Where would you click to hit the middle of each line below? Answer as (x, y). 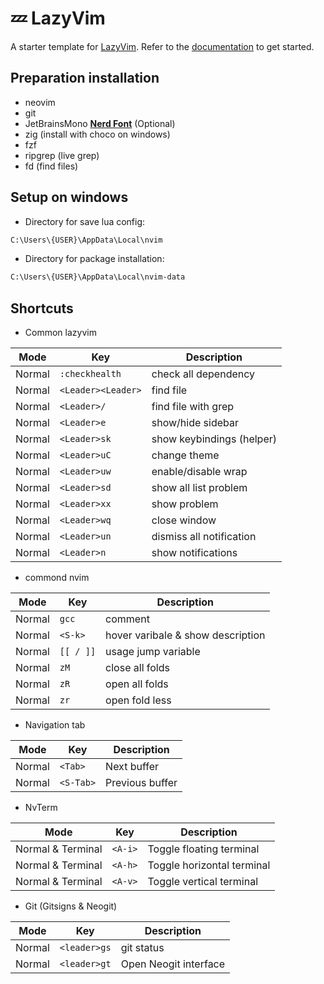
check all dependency (203, 374)
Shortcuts (42, 308)
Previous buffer (141, 783)
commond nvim (57, 578)
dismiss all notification (204, 537)
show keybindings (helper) (214, 439)
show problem (185, 504)
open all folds (137, 684)
